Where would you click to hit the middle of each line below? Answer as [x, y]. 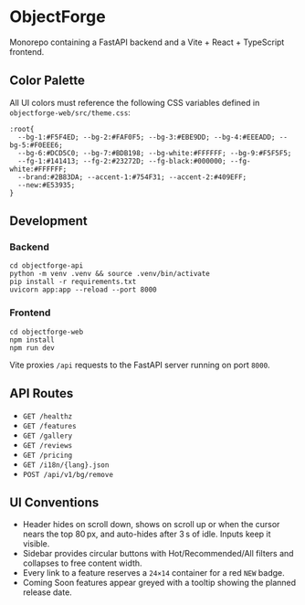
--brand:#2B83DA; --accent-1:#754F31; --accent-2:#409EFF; [132, 177]
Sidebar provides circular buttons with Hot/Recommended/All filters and [158, 554]
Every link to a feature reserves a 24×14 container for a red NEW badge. [153, 573]
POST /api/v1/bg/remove [68, 474]
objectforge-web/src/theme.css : [70, 112]
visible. [36, 544]
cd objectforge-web [47, 332]
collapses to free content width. [83, 563]
